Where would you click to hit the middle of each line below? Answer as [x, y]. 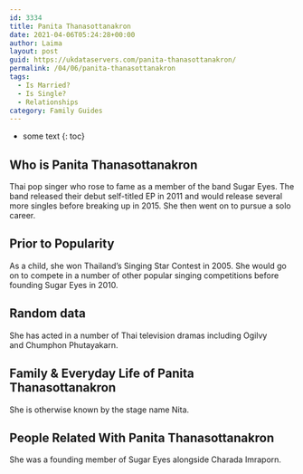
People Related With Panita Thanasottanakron [142, 437]
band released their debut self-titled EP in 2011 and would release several [146, 197]
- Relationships [48, 102]
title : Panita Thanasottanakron [70, 26]
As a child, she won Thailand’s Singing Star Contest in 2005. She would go [148, 266]
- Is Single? [42, 93]
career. [23, 216]
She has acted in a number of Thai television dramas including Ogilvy [138, 335]
